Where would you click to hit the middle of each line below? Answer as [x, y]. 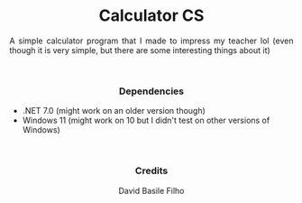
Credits [151, 171]
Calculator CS [151, 16]
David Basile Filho [151, 190]
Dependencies [151, 91]
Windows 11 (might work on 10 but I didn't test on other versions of [146, 120]
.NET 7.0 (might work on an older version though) [114, 111]
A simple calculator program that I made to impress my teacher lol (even [151, 41]
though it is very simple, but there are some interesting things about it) [140, 50]
